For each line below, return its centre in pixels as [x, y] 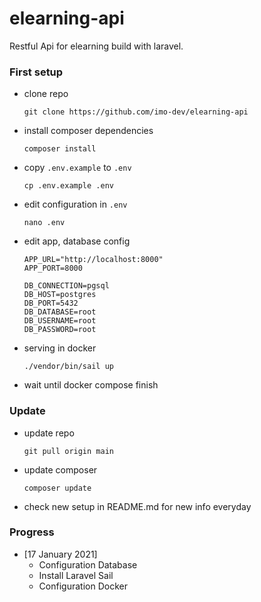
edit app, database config [77, 241]
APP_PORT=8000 [53, 268]
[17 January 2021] [60, 554]
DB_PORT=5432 [51, 303]
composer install [60, 149]
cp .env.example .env [68, 186]
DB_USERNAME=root [60, 321]
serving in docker [60, 348]
